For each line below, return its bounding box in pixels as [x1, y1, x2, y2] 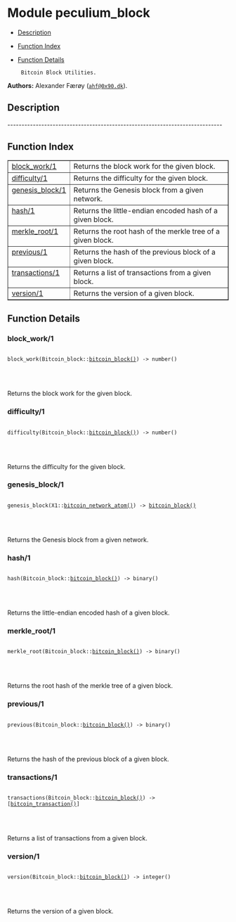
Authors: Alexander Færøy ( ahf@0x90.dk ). [7, 81, 128, 89]
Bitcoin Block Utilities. [20, 69, 97, 76]
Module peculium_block [7, 5, 151, 21]
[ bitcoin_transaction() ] [7, 800, 80, 808]
